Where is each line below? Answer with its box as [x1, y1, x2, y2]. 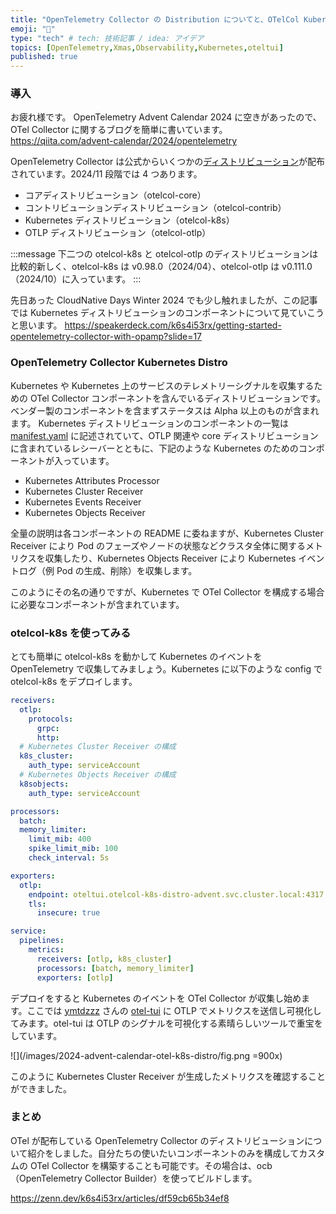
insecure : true [36, 908, 101, 918]
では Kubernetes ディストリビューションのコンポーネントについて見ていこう [10, 307, 325, 319]
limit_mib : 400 [28, 834, 92, 845]
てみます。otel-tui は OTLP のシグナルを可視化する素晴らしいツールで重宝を [10, 1017, 323, 1029]
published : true [10, 52, 78, 62]
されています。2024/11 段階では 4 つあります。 [10, 168, 203, 180]
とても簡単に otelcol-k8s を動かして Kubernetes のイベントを [10, 651, 263, 663]
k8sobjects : [19, 779, 70, 789]
